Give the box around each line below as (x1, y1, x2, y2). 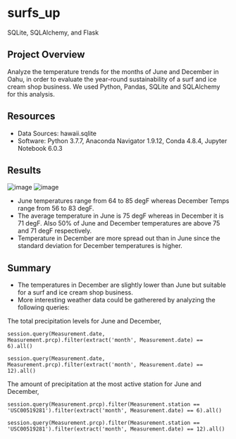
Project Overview (7, 49, 85, 61)
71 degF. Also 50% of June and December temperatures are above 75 (17, 219, 221, 228)
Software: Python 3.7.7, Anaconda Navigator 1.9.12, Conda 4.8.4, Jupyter (17, 136, 228, 145)
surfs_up (7, 5, 61, 21)
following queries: (17, 303, 70, 311)
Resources (7, 111, 56, 123)
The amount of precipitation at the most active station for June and (7, 380, 202, 388)
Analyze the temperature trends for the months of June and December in (7, 67, 219, 75)
